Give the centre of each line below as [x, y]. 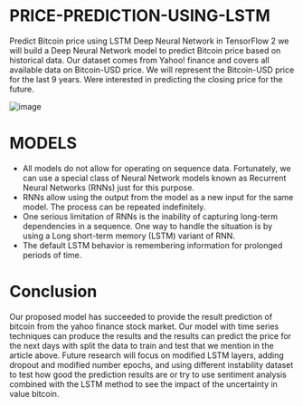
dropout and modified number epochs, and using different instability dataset [151, 364]
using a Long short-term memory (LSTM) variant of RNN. [128, 236]
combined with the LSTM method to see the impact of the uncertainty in [144, 384]
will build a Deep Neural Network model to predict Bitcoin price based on [145, 50]
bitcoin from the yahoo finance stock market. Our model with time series [144, 326]
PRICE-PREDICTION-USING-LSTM [140, 16]
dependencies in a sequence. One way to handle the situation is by [147, 226]
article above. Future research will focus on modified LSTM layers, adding [147, 355]
